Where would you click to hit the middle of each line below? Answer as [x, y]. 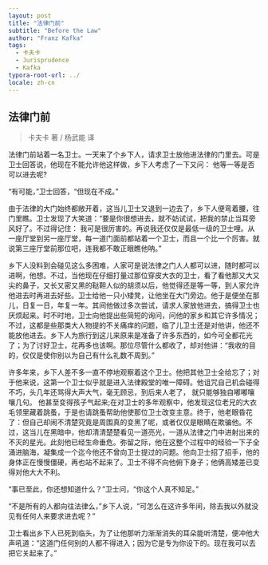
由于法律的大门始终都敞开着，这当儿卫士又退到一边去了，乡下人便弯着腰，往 [134, 209]
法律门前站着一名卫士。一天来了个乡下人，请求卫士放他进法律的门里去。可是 [134, 155]
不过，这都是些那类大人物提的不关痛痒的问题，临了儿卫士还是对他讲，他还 [130, 325]
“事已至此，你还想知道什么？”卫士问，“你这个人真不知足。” [104, 489]
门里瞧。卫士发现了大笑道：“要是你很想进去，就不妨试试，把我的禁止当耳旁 [132, 219]
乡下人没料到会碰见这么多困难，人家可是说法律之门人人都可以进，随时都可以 [134, 265]
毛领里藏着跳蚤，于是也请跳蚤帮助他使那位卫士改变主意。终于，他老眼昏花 [130, 412]
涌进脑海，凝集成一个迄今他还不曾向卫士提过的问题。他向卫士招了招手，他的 [134, 452]
